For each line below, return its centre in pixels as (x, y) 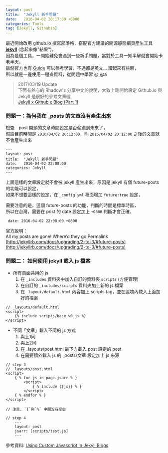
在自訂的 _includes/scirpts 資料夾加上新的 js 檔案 (72, 285)
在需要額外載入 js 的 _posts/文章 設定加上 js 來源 (70, 355)
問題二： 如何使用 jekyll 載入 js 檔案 (48, 261)
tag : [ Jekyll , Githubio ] (31, 28)
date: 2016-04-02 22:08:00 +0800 (43, 221)
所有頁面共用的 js (31, 273)
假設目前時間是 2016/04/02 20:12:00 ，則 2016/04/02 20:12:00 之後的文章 (81, 134)
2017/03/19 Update (37, 84)
